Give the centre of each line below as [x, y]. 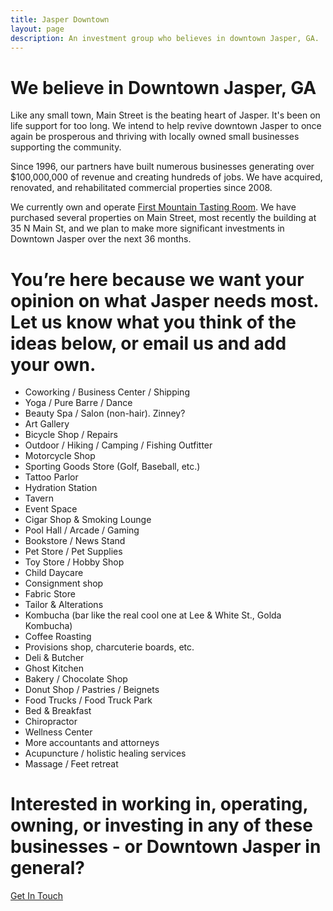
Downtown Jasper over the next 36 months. [101, 239]
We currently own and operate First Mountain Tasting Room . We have [153, 207]
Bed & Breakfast [58, 711]
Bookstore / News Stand [75, 541]
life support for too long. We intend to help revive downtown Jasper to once [166, 126]
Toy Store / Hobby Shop [74, 562]
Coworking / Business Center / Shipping [107, 392]
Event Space [51, 509]
